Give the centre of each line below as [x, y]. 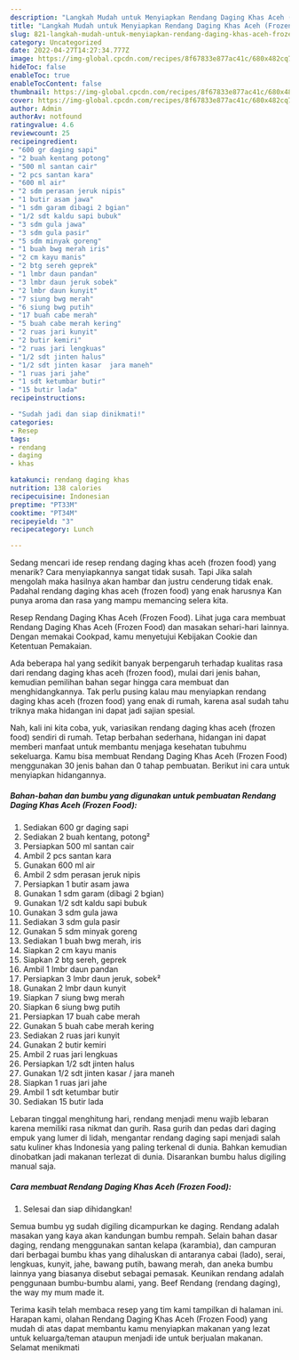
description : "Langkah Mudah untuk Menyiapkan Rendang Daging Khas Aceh [147, 17]
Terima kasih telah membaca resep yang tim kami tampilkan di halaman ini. [147, 1310]
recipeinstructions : [48, 398]
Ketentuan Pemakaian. [51, 646]
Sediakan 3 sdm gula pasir [71, 922]
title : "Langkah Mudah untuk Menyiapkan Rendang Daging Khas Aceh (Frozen [151, 26]
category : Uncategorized [56, 42]
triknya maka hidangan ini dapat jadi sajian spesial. [103, 711]
